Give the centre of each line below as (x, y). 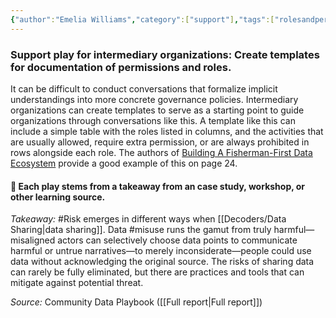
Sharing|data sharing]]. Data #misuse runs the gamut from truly (141, 230)
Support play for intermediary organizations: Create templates (165, 54)
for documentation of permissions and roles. (121, 67)
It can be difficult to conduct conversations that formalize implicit (144, 88)
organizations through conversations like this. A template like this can (153, 120)
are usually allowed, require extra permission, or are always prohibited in (160, 142)
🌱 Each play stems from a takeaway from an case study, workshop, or (158, 186)
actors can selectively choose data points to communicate (177, 240)
